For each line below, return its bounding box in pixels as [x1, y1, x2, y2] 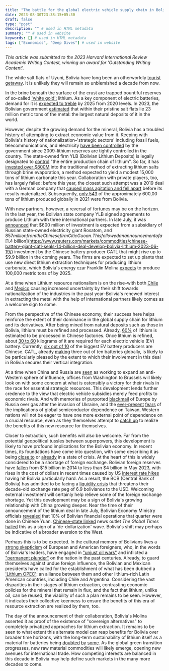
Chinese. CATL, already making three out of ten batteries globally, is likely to [5, 349, 163, 355]
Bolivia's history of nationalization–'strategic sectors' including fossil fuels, [5, 137, 160, 143]
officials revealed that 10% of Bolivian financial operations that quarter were [5, 513, 162, 519]
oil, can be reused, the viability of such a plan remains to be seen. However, [5, 592, 162, 598]
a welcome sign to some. [5, 301, 57, 307]
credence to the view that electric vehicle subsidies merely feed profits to [5, 390, 157, 397]
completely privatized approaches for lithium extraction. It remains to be [5, 624, 155, 630]
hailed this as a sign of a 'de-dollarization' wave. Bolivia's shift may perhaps [5, 523, 162, 530]
